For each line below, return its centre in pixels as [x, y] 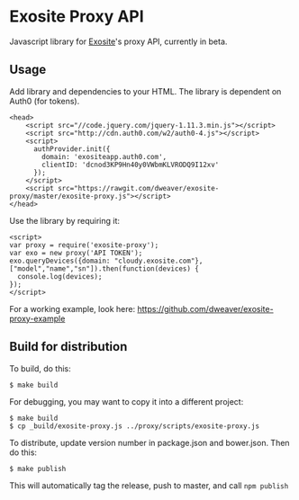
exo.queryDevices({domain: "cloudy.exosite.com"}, [106, 261]
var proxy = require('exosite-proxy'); [84, 245]
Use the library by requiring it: [64, 220]
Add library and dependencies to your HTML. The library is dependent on [145, 91]
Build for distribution [68, 347]
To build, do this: [41, 368]
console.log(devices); [60, 276]
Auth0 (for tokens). [45, 101]
